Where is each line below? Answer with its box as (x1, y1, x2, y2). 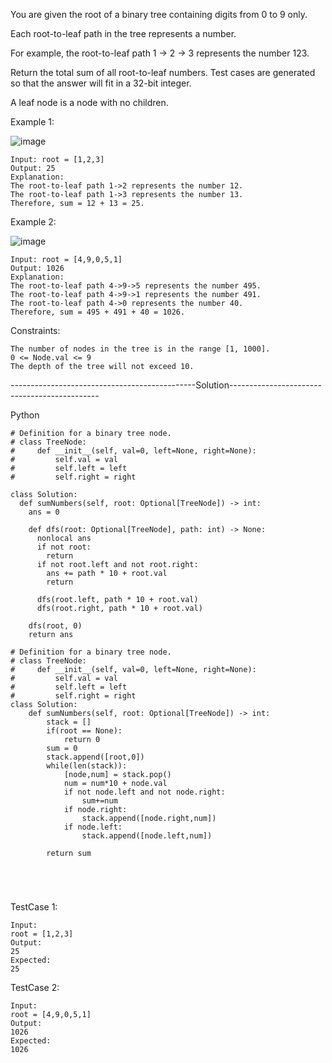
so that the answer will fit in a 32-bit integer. (10, 77, 192, 89)
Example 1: (10, 116, 55, 128)
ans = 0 (28, 507, 60, 517)
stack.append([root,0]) (46, 752, 145, 762)
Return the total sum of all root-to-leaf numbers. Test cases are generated (10, 67, 316, 78)
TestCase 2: (10, 982, 60, 993)
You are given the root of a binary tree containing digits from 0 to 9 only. (10, 9, 308, 20)
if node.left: (63, 822, 123, 832)
